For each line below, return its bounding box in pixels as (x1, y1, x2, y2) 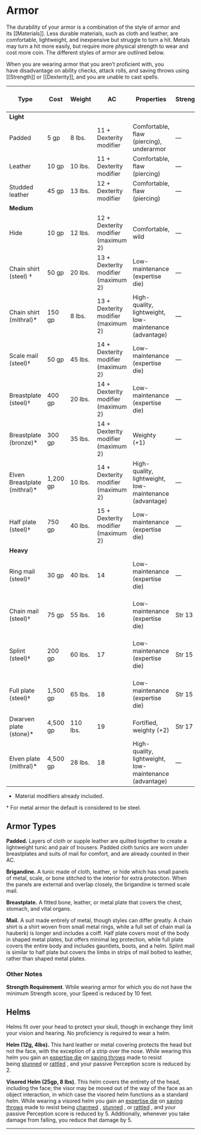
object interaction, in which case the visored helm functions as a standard (6, 1091, 188, 1098)
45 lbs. (70, 355, 90, 363)
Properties (135, 95, 167, 103)
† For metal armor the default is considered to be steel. (6, 804, 142, 811)
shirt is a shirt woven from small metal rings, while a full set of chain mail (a (6, 923, 191, 930)
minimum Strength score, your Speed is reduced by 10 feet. (6, 990, 153, 997)
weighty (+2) (132, 726, 169, 734)
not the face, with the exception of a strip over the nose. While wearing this (6, 1047, 191, 1055)
